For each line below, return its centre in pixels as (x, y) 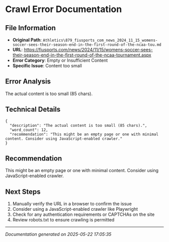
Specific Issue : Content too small (47, 66)
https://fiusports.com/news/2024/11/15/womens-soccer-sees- (89, 50)
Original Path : (27, 40)
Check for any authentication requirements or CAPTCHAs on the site (83, 214)
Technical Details (33, 109)
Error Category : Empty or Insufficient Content (60, 60)
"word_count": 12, (29, 130)
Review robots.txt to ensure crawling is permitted (63, 220)
